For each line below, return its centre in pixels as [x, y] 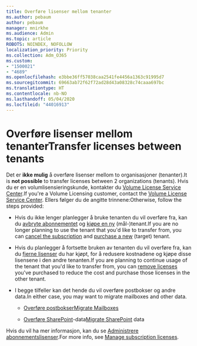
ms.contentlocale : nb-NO [36, 94]
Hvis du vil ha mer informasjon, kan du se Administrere [72, 331]
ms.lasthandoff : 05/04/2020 [41, 99]
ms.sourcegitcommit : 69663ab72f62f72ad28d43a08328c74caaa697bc [85, 83]
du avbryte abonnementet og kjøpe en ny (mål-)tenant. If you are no [96, 224]
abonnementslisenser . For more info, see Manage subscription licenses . [93, 337]
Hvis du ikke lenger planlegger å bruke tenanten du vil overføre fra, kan [101, 218]
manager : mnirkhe [27, 28]
